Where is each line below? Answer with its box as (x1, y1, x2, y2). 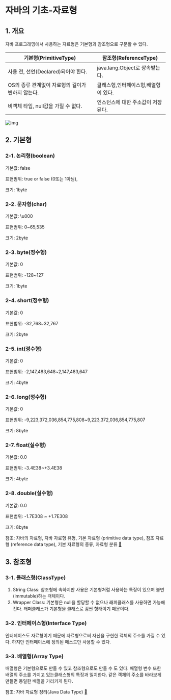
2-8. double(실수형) (5, 490, 53, 497)
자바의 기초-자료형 (5, 5, 77, 16)
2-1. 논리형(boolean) (5, 152, 55, 160)
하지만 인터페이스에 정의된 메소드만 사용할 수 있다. (12, 638, 111, 645)
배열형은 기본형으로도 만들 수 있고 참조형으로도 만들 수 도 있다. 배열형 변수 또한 (5, 665, 161, 671)
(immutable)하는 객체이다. (12, 593, 66, 599)
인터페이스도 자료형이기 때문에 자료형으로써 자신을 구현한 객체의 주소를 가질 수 (5, 632, 160, 638)
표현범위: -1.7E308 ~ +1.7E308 (5, 513, 68, 519)
